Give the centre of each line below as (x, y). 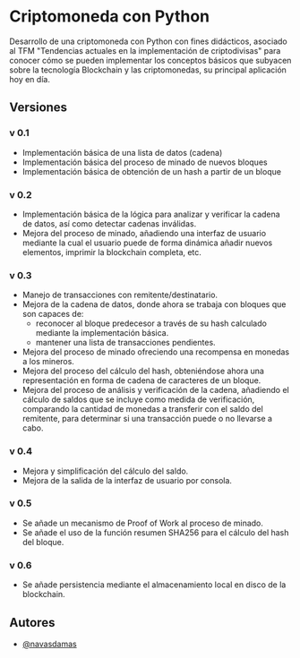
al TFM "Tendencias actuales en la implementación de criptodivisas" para (145, 50)
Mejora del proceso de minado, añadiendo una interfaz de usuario (144, 233)
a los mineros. (48, 362)
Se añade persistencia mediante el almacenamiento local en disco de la (154, 585)
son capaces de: (53, 314)
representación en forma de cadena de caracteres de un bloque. (141, 380)
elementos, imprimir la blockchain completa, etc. (111, 252)
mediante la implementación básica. (102, 333)
